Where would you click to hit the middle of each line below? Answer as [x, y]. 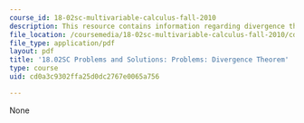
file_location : [38, 34]
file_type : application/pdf [62, 43]
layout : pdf [32, 52]
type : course [34, 69]
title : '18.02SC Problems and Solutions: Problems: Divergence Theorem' [149, 60]
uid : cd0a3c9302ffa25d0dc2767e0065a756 [85, 77]
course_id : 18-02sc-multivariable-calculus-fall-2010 [113, 18]
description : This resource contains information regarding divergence [147, 26]
